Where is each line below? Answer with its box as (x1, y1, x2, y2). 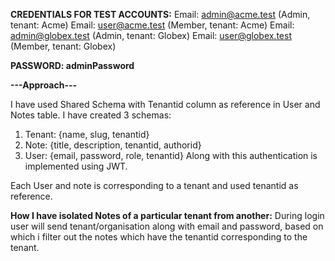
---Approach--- (10, 79, 78, 91)
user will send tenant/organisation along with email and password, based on (10, 220, 324, 232)
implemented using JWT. (24, 160, 128, 172)
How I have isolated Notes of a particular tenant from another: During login (10, 210, 325, 221)
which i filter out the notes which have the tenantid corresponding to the (10, 231, 308, 243)
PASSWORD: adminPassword (10, 60, 135, 71)
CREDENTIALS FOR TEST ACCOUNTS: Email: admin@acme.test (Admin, (10, 9, 311, 20)
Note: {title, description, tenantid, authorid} (24, 139, 202, 151)
